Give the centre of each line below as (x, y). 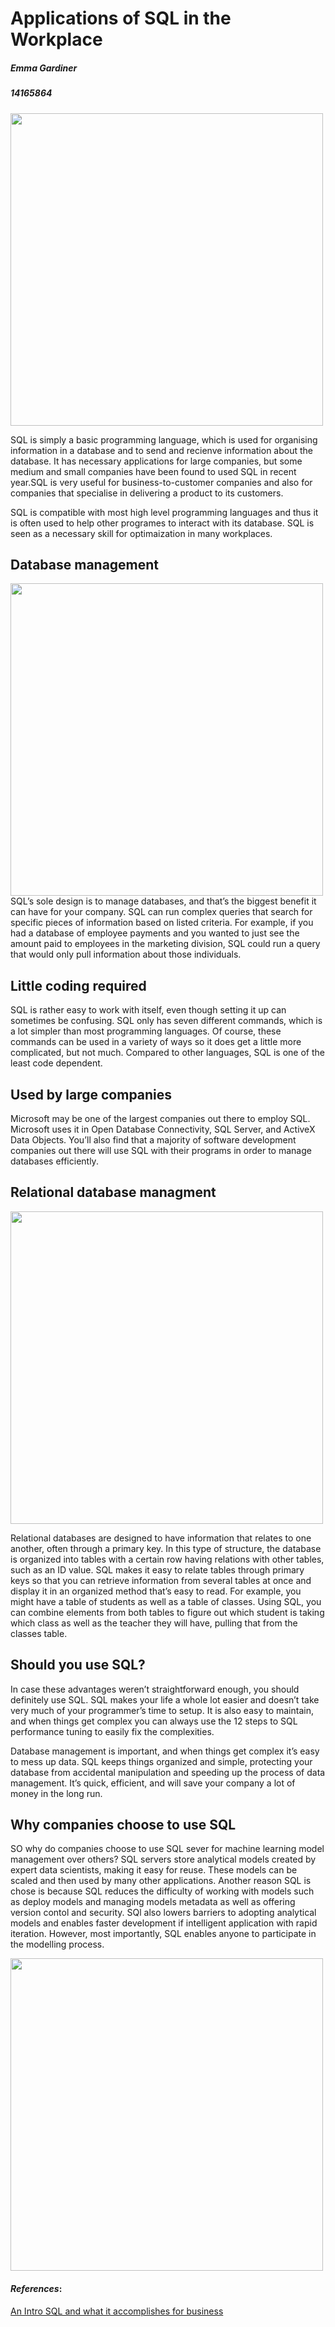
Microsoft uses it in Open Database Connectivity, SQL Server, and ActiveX (163, 1129)
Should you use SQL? (78, 1665)
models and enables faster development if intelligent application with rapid (164, 1923)
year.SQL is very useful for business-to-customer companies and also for (161, 482)
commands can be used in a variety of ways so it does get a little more (156, 1042)
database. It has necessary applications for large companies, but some (156, 461)
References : (36, 2288)
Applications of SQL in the (121, 18)
